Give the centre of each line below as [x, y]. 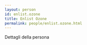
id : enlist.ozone [22, 14]
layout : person [20, 10]
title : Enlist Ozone [26, 19]
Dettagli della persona [27, 37]
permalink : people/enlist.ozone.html [43, 23]
